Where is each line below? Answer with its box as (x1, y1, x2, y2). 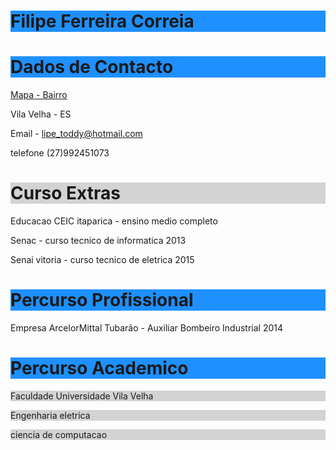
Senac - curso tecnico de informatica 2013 (10, 235, 187, 247)
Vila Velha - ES (10, 108, 72, 120)
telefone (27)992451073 (10, 147, 110, 159)
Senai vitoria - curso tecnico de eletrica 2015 (10, 254, 195, 266)
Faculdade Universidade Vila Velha (10, 390, 154, 402)
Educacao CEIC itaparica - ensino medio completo (10, 215, 218, 227)
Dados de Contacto (10, 56, 174, 79)
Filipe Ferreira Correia (10, 10, 195, 33)
